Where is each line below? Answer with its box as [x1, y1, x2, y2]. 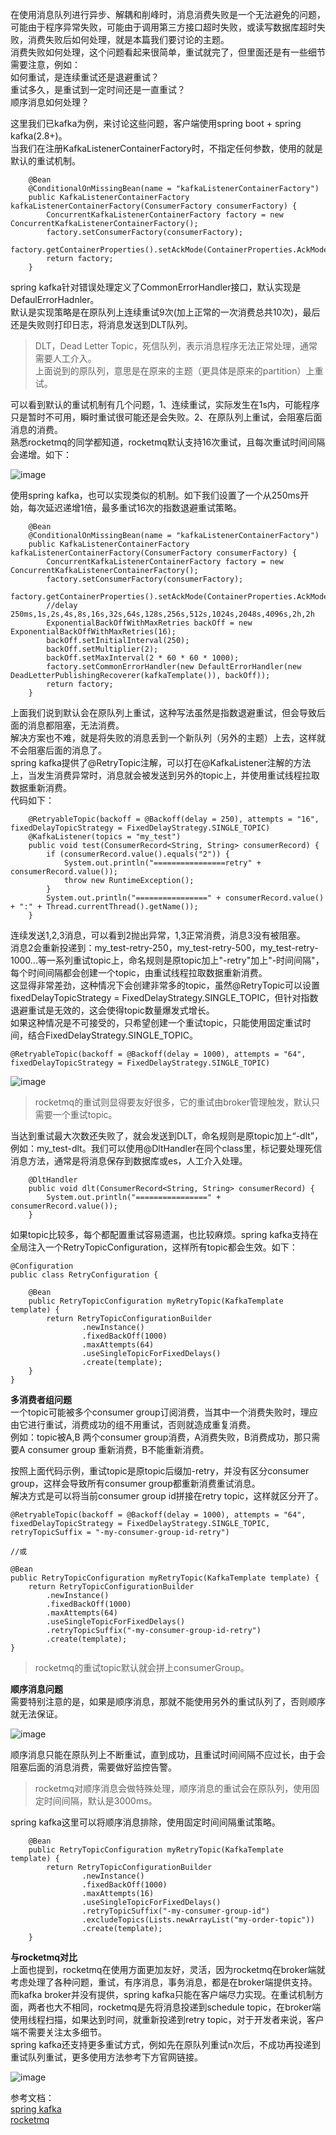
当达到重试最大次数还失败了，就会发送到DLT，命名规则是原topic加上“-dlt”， [10, 1130, 324, 1142]
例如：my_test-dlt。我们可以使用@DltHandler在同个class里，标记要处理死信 [10, 1143, 323, 1154]
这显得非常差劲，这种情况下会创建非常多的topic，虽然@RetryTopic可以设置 [10, 979, 321, 991]
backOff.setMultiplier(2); [46, 644, 159, 654]
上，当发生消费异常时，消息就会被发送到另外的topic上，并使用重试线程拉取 [10, 769, 320, 781]
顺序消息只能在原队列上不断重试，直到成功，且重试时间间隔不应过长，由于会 [10, 1749, 326, 1760]
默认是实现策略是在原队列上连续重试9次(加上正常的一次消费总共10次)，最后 [10, 306, 321, 318]
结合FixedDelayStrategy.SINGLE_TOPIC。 [27, 1029, 198, 1041]
